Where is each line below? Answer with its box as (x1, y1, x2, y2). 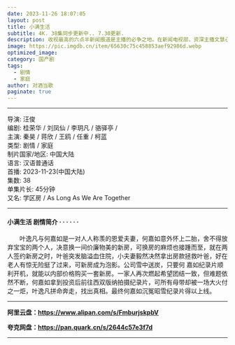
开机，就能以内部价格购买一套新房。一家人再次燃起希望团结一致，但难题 (13, 269, 222, 278)
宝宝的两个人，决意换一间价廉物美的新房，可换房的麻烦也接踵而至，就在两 (13, 243, 228, 252)
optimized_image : (7, 50, 58, 57)
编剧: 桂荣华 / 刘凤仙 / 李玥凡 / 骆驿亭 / (7, 124, 117, 132)
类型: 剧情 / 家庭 (7, 141, 54, 150)
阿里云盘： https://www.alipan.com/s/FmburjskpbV (7, 309, 159, 317)
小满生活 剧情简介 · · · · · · (7, 218, 79, 226)
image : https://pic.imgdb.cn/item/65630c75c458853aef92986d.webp (7, 43, 201, 50)
